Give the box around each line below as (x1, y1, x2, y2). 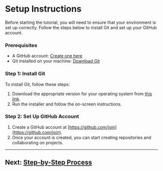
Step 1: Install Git (5, 70, 45, 77)
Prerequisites (5, 42, 37, 49)
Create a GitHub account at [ (12, 124, 69, 130)
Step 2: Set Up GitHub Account (5, 113, 79, 120)
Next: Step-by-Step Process (5, 158, 92, 167)
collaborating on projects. (12, 139, 64, 145)
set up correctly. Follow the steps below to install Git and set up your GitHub (5, 24, 157, 30)
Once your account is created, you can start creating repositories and (12, 135, 151, 140)
